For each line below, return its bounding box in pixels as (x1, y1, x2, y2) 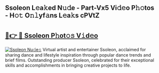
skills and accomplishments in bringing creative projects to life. (5, 62, 131, 68)
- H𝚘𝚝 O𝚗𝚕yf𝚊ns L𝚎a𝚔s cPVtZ (5, 12, 100, 20)
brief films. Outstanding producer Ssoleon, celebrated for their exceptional (5, 58, 155, 63)
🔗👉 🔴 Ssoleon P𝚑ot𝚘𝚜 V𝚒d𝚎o (5, 31, 98, 40)
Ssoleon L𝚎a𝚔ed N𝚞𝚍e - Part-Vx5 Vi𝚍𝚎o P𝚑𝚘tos (5, 4, 155, 12)
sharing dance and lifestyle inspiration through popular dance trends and (5, 52, 151, 58)
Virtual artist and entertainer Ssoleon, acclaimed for (42, 47, 146, 52)
